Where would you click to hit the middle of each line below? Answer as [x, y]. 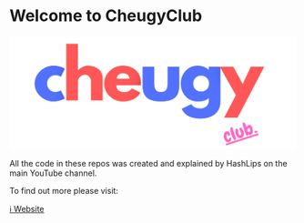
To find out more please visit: [64, 191]
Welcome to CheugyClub [106, 16]
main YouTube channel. [53, 173]
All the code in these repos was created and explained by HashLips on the [149, 164]
